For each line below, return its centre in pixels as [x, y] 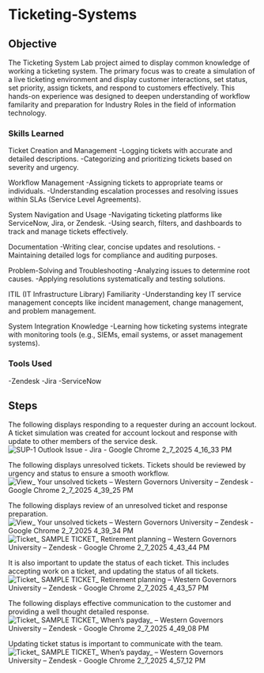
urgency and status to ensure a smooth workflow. [89, 474]
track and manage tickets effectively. [68, 231]
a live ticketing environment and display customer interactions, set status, [128, 79]
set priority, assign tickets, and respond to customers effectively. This [122, 88]
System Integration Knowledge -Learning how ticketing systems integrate [128, 326]
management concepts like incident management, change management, [126, 303]
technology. [28, 113]
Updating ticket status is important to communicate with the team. [116, 644]
